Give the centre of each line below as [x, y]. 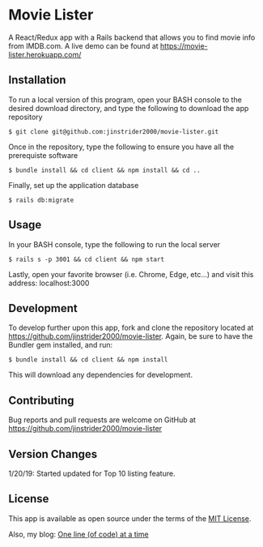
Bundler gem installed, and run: [61, 345]
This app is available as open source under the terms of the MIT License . [130, 518]
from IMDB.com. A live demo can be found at [84, 45]
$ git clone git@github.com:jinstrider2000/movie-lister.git [114, 131]
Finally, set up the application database [74, 185]
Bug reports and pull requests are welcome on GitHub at [102, 420]
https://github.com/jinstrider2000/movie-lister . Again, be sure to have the [131, 336]
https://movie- [184, 45]
